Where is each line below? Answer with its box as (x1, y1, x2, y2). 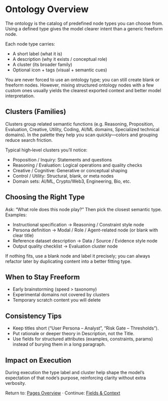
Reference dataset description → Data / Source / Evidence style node (12, 237, 158, 244)
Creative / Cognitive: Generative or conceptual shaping (12, 167, 128, 173)
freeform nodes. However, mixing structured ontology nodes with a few (5, 82, 154, 88)
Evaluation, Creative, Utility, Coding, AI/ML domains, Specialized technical (5, 126, 159, 132)
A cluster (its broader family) (12, 61, 72, 67)
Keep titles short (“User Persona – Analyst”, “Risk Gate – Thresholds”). (12, 325, 159, 331)
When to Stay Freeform (5, 272, 80, 282)
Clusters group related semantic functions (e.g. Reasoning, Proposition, (5, 121, 154, 127)
